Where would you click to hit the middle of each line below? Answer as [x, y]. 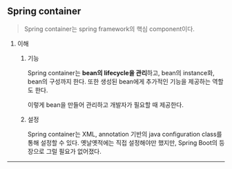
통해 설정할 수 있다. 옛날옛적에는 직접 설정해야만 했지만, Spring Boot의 [122, 142]
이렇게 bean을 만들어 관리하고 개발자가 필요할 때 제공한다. [106, 105]
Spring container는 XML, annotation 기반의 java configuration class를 [125, 134]
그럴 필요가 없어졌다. [74, 151]
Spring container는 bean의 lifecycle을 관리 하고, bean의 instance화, [121, 72]
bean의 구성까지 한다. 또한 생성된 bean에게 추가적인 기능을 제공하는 [119, 81]
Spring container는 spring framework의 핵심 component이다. [109, 29]
